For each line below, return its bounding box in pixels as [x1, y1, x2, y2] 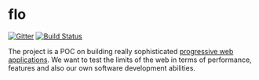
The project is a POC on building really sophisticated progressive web [8, 46, 234, 56]
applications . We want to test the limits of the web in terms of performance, [8, 55, 253, 64]
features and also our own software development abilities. [8, 63, 196, 72]
